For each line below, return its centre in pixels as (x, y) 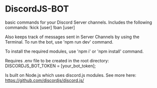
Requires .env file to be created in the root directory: (57, 60)
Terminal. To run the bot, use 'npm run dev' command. (59, 42)
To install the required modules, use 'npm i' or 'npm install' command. (74, 51)
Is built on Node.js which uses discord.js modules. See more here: (71, 75)
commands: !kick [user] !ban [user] (40, 27)
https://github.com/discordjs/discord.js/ (45, 80)
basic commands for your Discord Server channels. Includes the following (78, 22)
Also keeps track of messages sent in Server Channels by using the (72, 37)
